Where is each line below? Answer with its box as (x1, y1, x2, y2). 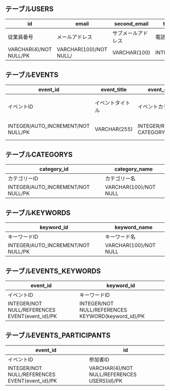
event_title (101, 86, 127, 93)
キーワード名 (105, 233, 136, 241)
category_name (114, 166, 153, 173)
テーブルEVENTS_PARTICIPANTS (5, 331, 111, 340)
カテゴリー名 (105, 175, 136, 182)
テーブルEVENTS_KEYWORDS (5, 266, 101, 275)
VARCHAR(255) (94, 126, 133, 133)
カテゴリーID (8, 175, 38, 182)
